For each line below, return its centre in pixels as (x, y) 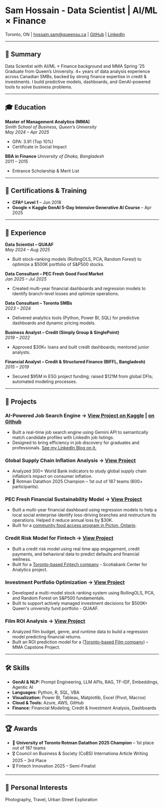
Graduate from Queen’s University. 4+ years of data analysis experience (78, 71)
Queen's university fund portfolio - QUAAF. (55, 609)
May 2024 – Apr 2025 (27, 132)
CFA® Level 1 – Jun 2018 (37, 202)
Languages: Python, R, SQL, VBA (46, 692)
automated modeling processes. (44, 382)
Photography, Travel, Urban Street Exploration (51, 799)
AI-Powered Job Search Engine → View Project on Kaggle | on (80, 415)
